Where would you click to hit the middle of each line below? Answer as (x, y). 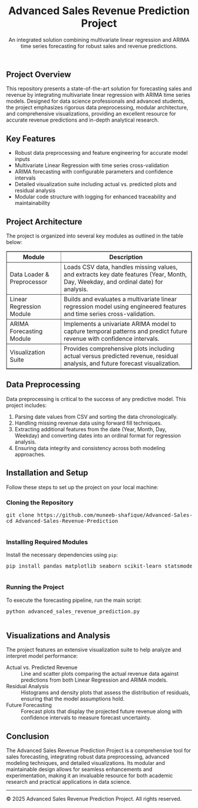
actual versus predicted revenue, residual (121, 356)
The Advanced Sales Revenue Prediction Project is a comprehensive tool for (99, 751)
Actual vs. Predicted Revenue (42, 667)
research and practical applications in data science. (69, 782)
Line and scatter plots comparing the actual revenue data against (100, 674)
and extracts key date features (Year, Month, (126, 274)
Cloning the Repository (40, 502)
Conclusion (28, 736)
